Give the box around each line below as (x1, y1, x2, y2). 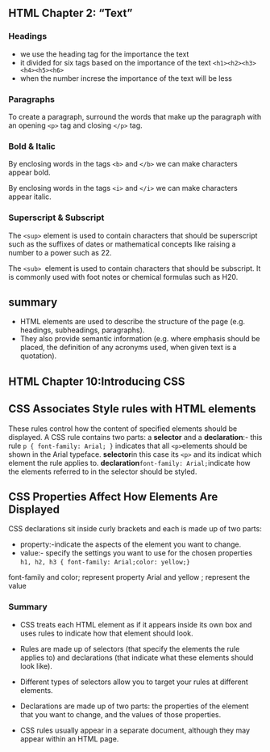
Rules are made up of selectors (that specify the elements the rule (19, 644, 240, 653)
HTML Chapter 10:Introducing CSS (8, 374, 185, 388)
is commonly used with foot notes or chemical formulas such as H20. (8, 272, 239, 281)
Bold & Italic (8, 141, 56, 152)
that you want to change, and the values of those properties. (19, 709, 222, 719)
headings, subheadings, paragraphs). (19, 325, 145, 335)
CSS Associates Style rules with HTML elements (8, 402, 256, 416)
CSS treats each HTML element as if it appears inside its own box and (19, 619, 252, 629)
